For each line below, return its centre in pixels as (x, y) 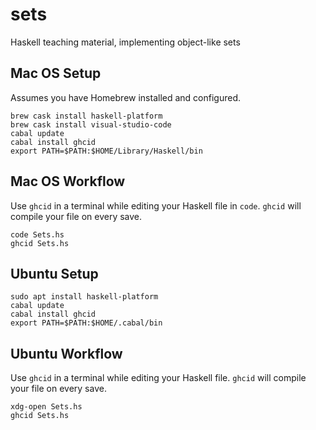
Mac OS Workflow (68, 181)
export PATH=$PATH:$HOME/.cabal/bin (86, 323)
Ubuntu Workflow (66, 353)
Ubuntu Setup (54, 273)
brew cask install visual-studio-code (91, 124)
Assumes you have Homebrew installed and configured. (126, 97)
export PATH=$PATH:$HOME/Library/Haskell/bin (106, 151)
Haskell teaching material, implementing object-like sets (125, 42)
